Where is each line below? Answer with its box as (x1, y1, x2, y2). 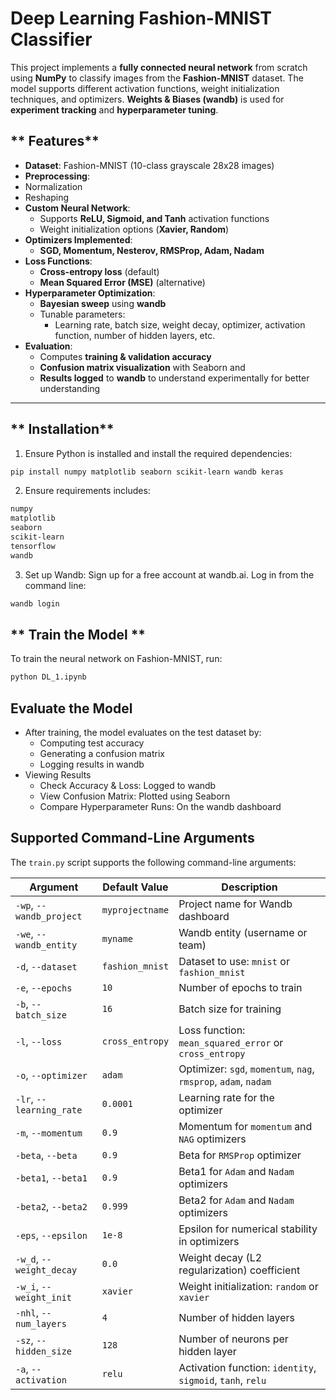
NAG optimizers (178, 1132, 247, 1146)
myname (101, 933, 133, 944)
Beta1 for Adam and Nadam (178, 1164, 295, 1178)
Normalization (24, 180, 83, 192)
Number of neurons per (178, 1332, 289, 1346)
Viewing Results (24, 769, 92, 781)
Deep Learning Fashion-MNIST (10, 7, 273, 30)
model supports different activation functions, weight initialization (10, 82, 280, 94)
